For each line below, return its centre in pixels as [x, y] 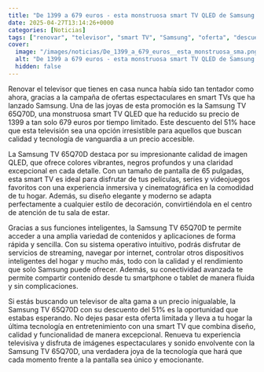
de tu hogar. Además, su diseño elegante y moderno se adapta [110, 195]
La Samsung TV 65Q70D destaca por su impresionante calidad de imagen [128, 154]
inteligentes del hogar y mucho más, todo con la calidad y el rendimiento [126, 261]
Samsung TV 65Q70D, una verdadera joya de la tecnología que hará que [125, 351]
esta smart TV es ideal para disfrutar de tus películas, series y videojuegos [129, 179]
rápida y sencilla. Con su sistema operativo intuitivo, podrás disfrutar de [125, 244]
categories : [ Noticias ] [47, 30]
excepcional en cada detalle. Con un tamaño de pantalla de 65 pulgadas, [126, 170]
